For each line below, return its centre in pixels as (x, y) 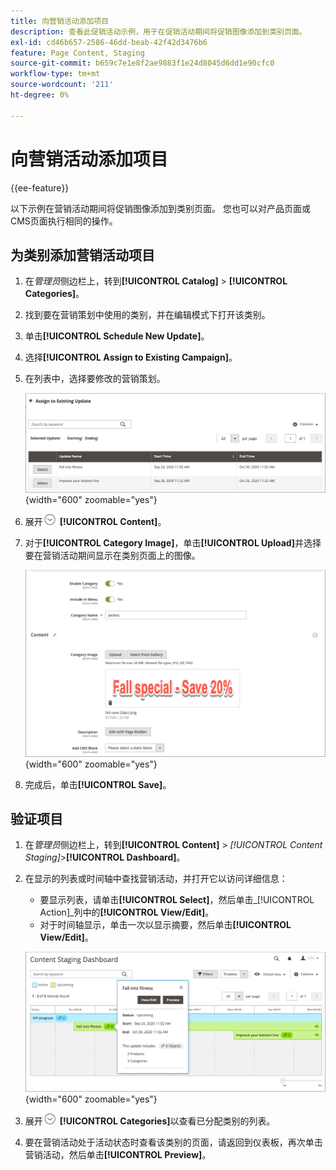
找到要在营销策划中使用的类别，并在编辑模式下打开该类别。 (147, 315)
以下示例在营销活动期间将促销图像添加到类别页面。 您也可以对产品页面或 (160, 208)
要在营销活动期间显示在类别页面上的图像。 (112, 556)
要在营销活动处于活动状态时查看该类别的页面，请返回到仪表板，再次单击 (173, 1142)
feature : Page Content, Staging (77, 53)
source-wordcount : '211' (62, 85)
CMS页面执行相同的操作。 (64, 221)
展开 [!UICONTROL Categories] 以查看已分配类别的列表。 (150, 1121)
